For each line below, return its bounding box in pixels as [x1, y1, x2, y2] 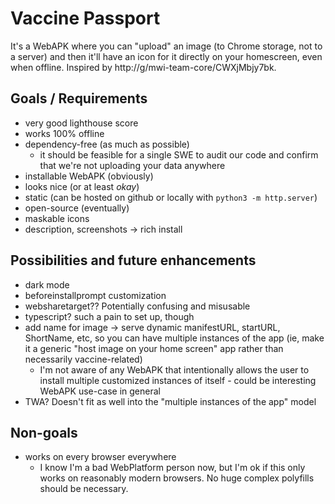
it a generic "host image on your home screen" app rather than [24, 342, 284, 354]
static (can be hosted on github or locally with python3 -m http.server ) [24, 191, 318, 203]
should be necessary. [39, 483, 129, 495]
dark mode [24, 278, 70, 291]
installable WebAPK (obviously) [24, 170, 154, 182]
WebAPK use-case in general [39, 385, 161, 397]
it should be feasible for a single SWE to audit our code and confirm [39, 148, 319, 161]
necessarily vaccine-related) [24, 353, 143, 365]
